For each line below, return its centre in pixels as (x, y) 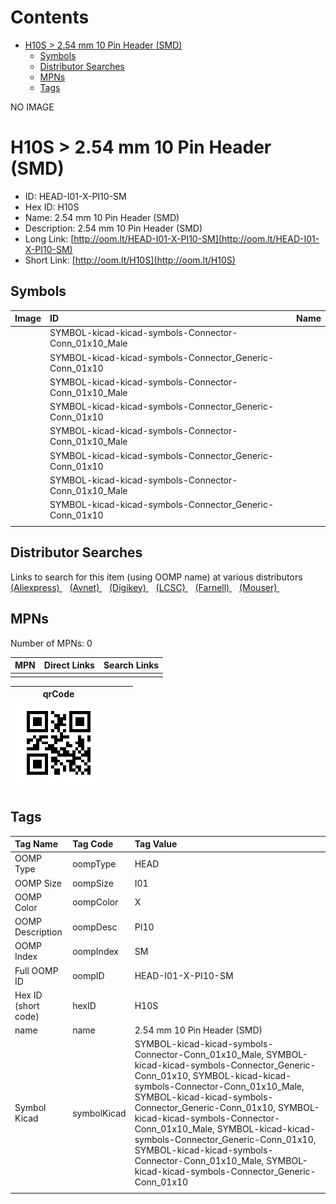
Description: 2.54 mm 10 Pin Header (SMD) (113, 228)
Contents (50, 17)
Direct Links (69, 665)
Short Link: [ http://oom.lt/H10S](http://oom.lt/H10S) (130, 260)
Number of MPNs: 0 (51, 643)
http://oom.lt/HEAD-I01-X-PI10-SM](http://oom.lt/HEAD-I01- (196, 238)
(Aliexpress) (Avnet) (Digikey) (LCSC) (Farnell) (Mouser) (144, 587)
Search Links (131, 665)
